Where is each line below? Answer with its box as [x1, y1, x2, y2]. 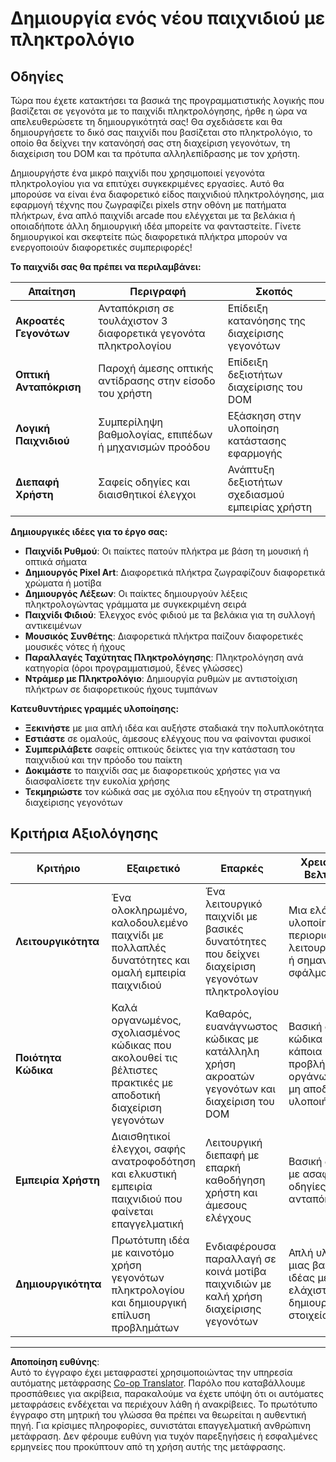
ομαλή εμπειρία [111, 965, 187, 979]
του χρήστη [98, 387, 153, 400]
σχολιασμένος [111, 1025, 181, 1039]
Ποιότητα [15, 1050, 62, 1064]
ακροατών [204, 1069, 255, 1083]
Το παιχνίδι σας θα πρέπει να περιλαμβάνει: [10, 261, 202, 272]
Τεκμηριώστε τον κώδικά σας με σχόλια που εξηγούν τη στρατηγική [24, 786, 312, 797]
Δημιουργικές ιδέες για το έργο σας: [10, 526, 168, 537]
